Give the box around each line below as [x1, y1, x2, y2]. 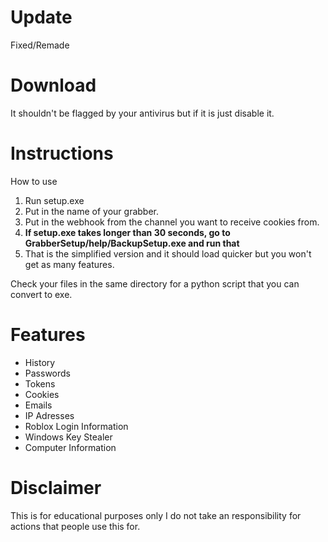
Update [10, 6, 73, 29]
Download [10, 74, 97, 97]
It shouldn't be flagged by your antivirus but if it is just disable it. [10, 107, 275, 119]
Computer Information [24, 441, 117, 453]
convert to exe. [10, 288, 73, 300]
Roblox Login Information [24, 420, 129, 432]
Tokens [24, 377, 56, 390]
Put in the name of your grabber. [24, 205, 160, 217]
